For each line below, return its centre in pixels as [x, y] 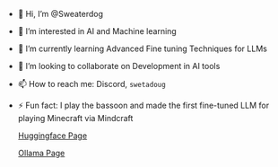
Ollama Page [41, 153]
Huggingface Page [52, 136]
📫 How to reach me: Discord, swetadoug [91, 84]
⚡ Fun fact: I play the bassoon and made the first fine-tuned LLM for [143, 105]
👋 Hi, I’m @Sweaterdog [61, 14]
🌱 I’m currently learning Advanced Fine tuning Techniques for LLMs [142, 48]
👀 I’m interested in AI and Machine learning [97, 31]
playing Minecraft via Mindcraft [75, 118]
